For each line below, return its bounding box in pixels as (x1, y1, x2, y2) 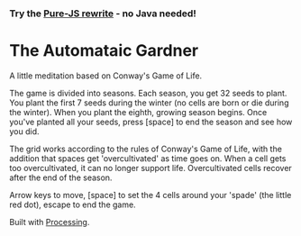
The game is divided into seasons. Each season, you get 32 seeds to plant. (9, 87, 287, 98)
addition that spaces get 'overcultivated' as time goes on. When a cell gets (9, 152, 287, 164)
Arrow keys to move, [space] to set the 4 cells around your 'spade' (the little (9, 189, 292, 200)
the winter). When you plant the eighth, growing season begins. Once (9, 106, 268, 117)
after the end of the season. (9, 172, 113, 183)
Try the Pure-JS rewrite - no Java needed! (9, 7, 196, 20)
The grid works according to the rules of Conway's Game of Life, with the (9, 143, 282, 154)
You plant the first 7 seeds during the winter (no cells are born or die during (9, 97, 289, 108)
